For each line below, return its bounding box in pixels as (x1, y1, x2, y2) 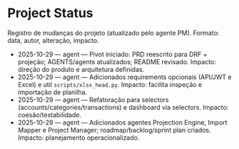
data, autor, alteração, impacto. (7, 36, 99, 44)
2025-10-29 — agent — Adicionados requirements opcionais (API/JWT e (17, 73, 232, 81)
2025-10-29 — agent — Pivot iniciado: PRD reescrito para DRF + (17, 50, 208, 58)
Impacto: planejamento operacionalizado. (17, 133, 140, 142)
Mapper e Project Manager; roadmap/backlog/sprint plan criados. (17, 125, 212, 134)
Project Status (7, 5, 94, 21)
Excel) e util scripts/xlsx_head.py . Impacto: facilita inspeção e (17, 80, 203, 88)
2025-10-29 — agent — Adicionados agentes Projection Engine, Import (17, 118, 228, 126)
